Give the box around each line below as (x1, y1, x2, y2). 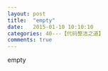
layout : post (7, 10, 46, 18)
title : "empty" (7, 17, 55, 24)
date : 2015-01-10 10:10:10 (7, 23, 94, 30)
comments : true (7, 37, 53, 44)
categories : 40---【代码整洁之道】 (7, 30, 104, 37)
